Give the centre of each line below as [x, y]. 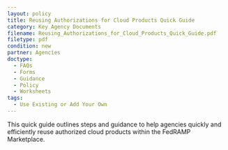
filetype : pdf [28, 40]
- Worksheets [32, 91]
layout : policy [29, 14]
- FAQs [23, 66]
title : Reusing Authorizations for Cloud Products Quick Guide [101, 20]
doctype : [20, 59]
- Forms [25, 72]
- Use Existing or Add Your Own [61, 105]
